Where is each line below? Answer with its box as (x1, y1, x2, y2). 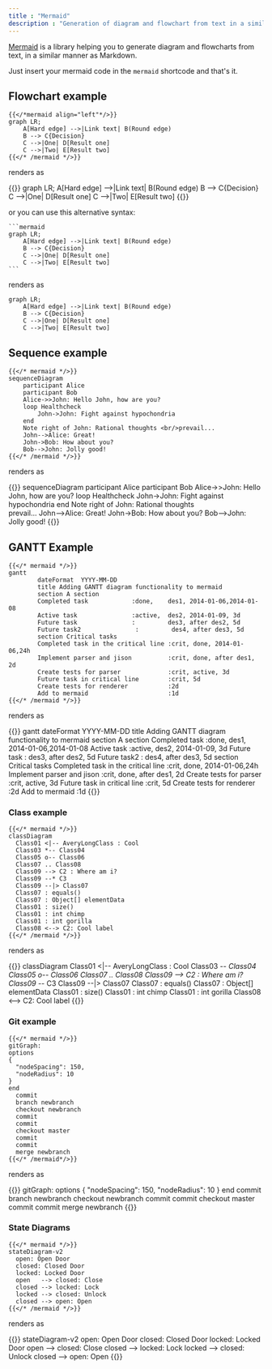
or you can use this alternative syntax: (8, 207, 136, 217)
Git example (8, 1016, 57, 1027)
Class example (8, 807, 68, 818)
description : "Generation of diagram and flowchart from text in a (8, 19, 244, 28)
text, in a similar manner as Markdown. (8, 50, 138, 60)
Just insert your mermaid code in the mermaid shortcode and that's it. (8, 66, 239, 75)
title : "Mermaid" (8, 11, 70, 20)
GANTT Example (8, 540, 94, 554)
